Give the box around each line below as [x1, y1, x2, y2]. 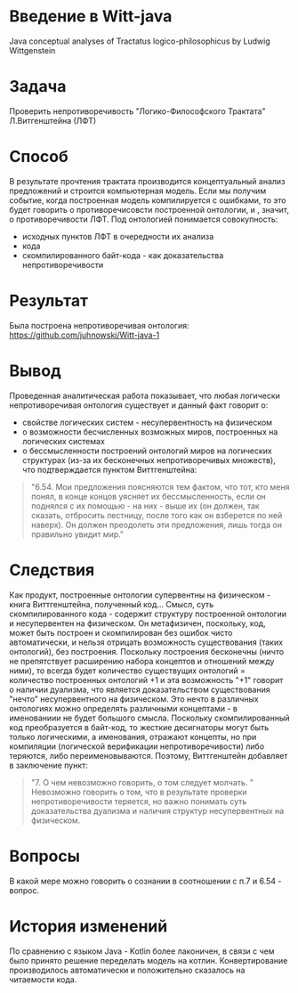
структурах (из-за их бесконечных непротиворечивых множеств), [21, 454, 276, 465]
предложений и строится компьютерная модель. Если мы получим [9, 185, 267, 196]
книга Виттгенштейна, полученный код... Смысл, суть [9, 598, 214, 609]
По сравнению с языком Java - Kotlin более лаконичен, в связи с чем [9, 946, 275, 956]
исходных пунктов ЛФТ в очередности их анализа [21, 231, 214, 241]
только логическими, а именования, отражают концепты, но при [9, 731, 257, 742]
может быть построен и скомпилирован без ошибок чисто [9, 627, 233, 638]
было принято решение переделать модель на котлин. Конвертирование [9, 955, 288, 965]
